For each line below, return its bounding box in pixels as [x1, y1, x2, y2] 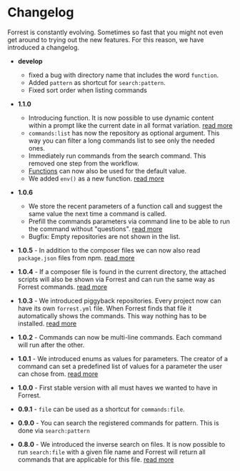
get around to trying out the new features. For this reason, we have [7, 35, 204, 44]
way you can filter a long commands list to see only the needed [28, 136, 216, 145]
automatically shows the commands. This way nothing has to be [17, 311, 207, 320]
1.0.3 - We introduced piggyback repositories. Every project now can [17, 296, 221, 305]
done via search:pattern [17, 426, 91, 435]
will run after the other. [17, 340, 85, 349]
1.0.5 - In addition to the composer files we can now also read [17, 245, 201, 254]
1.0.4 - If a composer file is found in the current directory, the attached [17, 267, 226, 275]
